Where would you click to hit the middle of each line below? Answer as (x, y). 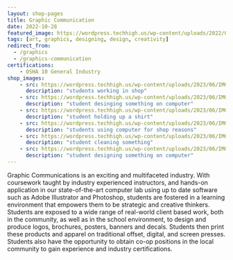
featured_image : (31, 33)
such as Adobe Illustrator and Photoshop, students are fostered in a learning (116, 197)
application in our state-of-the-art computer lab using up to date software (112, 190)
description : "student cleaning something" (89, 143)
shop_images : (26, 78)
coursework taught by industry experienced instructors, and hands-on (107, 182)
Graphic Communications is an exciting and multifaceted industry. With (109, 175)
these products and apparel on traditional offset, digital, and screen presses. (116, 234)
